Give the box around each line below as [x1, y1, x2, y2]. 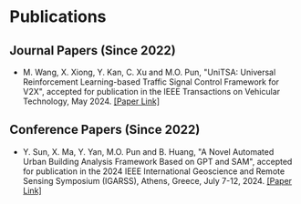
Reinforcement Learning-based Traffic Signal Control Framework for [22, 76, 280, 87]
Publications [9, 6, 107, 27]
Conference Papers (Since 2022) [9, 122, 201, 138]
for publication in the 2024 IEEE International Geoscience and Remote [22, 166, 285, 177]
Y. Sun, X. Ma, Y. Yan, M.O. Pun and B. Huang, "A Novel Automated [22, 146, 275, 157]
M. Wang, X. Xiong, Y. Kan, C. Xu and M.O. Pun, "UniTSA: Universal [22, 66, 276, 77]
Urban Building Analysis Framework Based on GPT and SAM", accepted [22, 156, 293, 167]
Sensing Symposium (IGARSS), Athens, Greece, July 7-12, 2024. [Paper [22, 175, 293, 186]
